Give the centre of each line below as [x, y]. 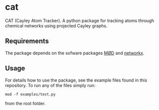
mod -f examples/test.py [30, 94]
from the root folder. [25, 103]
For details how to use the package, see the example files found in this [76, 80]
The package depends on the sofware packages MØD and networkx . [75, 53]
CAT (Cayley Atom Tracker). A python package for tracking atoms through [79, 21]
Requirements [27, 41]
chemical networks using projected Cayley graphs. [56, 25]
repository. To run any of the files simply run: [50, 85]
